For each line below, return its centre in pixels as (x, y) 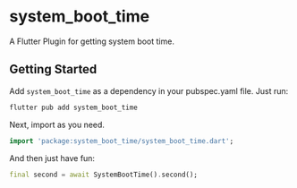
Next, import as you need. (57, 124)
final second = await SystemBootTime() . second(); (104, 175)
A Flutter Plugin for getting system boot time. (92, 41)
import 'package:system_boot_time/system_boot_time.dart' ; (122, 141)
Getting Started (53, 69)
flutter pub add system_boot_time (74, 107)
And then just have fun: (52, 158)
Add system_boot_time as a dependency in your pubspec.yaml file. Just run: (149, 90)
